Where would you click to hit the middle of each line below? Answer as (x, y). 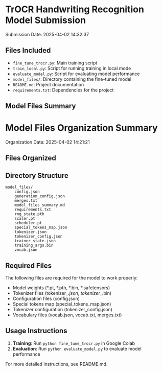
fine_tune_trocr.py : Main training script (55, 63)
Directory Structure (37, 176)
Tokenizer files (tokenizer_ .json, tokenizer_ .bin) (62, 293)
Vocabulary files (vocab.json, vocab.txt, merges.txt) (67, 315)
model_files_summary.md (40, 205)
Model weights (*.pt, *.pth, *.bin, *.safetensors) (61, 288)
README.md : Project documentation (48, 84)
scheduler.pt (28, 223)
